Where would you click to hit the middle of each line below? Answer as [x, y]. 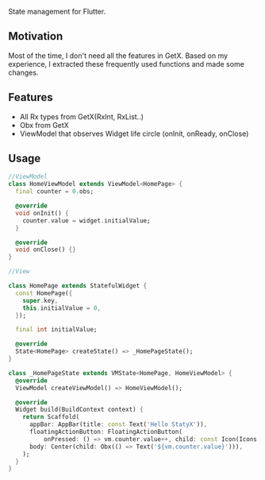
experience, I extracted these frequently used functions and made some [126, 64]
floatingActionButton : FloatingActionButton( [106, 432]
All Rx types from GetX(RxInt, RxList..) [82, 116]
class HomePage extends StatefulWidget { [78, 286]
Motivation [36, 36]
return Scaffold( [51, 417]
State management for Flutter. [57, 12]
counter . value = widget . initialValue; [86, 221]
